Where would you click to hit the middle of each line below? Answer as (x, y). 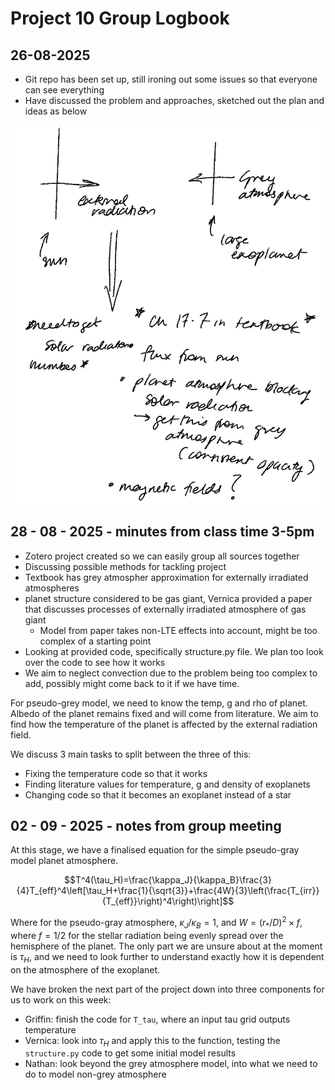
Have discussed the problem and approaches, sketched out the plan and (174, 100)
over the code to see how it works (95, 662)
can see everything (64, 90)
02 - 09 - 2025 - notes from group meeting (146, 825)
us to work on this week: (61, 999)
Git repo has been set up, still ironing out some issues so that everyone (171, 79)
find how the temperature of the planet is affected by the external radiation (164, 724)
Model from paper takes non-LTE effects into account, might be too (178, 630)
